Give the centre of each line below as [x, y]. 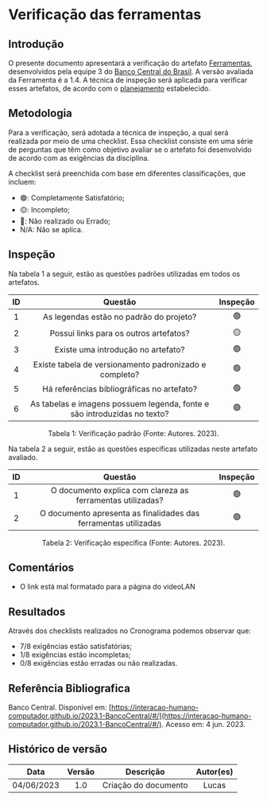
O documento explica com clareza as [120, 490]
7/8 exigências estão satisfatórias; [76, 647]
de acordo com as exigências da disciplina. [79, 157]
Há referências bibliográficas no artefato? [120, 389]
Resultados [37, 611]
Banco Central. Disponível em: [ [60, 708]
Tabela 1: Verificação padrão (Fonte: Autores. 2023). [133, 433]
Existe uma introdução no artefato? [120, 350]
